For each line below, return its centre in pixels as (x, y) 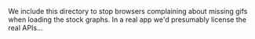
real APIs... (25, 28)
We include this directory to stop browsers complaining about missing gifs (128, 11)
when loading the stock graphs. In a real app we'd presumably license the (127, 19)
